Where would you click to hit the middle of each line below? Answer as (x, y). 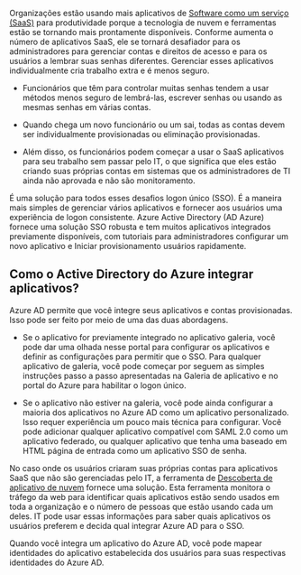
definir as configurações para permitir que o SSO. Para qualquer (141, 357)
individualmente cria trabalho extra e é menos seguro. (109, 70)
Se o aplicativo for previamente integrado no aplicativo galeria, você (149, 337)
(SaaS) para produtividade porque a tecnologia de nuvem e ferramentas (143, 23)
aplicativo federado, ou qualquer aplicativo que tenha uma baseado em (155, 441)
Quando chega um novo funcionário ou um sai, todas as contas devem (154, 125)
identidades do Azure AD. (57, 562)
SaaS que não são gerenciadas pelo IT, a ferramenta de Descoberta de (141, 478)
